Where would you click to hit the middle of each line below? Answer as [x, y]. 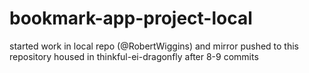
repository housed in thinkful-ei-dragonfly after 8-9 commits [134, 56]
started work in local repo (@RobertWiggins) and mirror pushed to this [154, 46]
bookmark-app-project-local [131, 18]
